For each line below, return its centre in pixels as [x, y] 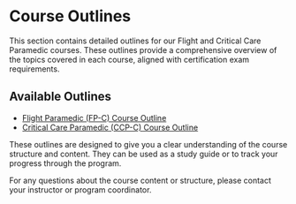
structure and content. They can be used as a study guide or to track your [144, 154]
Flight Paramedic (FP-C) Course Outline [94, 117]
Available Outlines [61, 97]
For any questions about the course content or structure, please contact [140, 180]
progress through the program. [65, 163]
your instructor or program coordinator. [80, 189]
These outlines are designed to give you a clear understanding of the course [148, 144]
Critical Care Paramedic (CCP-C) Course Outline [110, 127]
